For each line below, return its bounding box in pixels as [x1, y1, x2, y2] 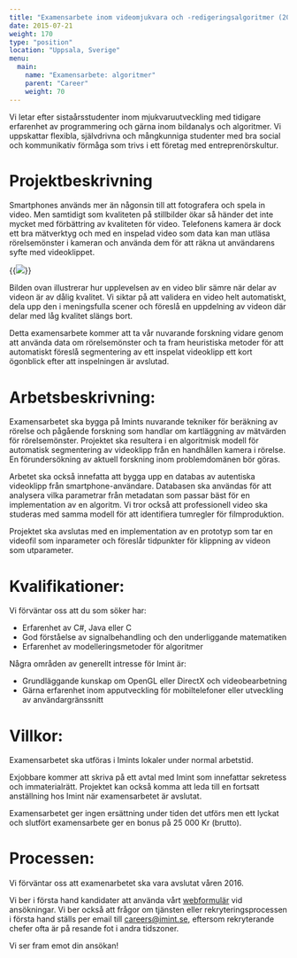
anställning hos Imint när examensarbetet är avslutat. [9, 791, 202, 802]
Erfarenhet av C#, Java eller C [21, 622, 133, 634]
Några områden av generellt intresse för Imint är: [9, 658, 187, 669]
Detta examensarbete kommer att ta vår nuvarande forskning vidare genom [9, 328, 285, 339]
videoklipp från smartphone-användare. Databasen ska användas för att [9, 480, 272, 492]
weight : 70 [25, 87, 65, 96]
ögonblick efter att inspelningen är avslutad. [9, 356, 170, 367]
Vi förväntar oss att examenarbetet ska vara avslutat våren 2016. [9, 878, 245, 889]
